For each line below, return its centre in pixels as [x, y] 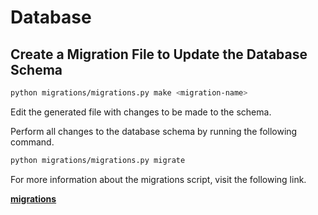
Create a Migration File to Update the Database [159, 54]
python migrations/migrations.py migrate [98, 160]
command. [32, 142]
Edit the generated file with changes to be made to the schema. [141, 112]
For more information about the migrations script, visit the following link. [158, 179]
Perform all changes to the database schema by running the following [154, 131]
